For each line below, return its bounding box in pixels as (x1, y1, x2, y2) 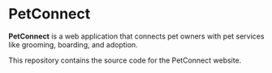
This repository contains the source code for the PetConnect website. (8, 55, 242, 65)
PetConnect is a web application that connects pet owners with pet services (8, 31, 265, 41)
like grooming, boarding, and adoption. (8, 39, 138, 49)
